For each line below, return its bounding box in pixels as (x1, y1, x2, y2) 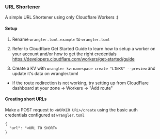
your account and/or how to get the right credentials (12, 51, 117, 57)
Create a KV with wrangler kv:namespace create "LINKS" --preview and (12, 65, 156, 71)
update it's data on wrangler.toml (12, 70, 79, 76)
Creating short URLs (5, 96, 47, 102)
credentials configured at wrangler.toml (5, 112, 85, 118)
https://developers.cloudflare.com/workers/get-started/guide (12, 56, 135, 62)
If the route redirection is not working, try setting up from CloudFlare (12, 80, 149, 86)
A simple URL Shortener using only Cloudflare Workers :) (5, 15, 119, 20)
